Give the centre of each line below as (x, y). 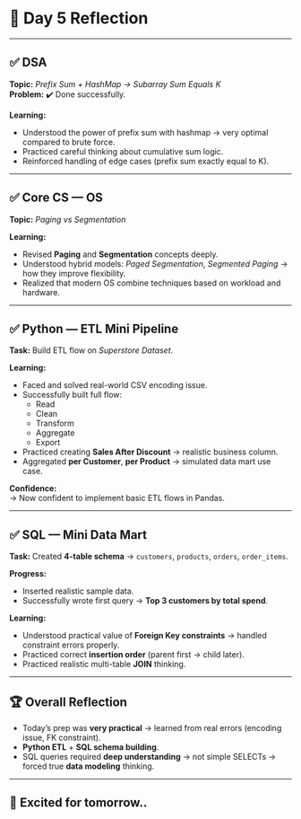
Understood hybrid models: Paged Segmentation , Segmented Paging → (155, 263)
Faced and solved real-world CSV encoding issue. (115, 385)
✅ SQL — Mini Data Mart (78, 535)
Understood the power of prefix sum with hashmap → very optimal (145, 132)
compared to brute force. (69, 142)
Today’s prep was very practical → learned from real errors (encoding (152, 728)
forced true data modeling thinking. (88, 766)
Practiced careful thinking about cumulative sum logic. (123, 151)
